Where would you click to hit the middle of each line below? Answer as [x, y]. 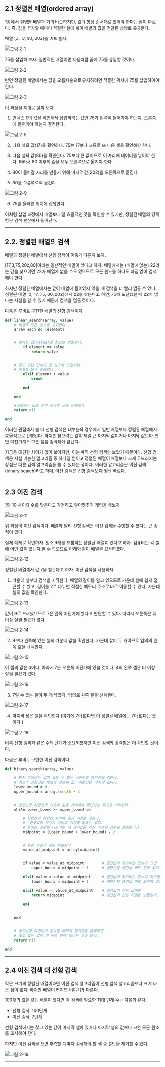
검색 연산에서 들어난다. [36, 220]
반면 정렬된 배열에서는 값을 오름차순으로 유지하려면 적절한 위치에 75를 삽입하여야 [82, 80]
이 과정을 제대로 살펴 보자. [30, 107]
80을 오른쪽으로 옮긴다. [35, 183]
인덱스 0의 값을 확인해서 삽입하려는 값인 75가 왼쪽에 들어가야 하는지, [78, 118]
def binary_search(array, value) [39, 769]
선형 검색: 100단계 [30, 1010]
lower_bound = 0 [31, 787]
